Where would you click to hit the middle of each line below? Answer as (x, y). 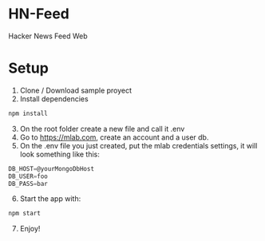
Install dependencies (54, 99)
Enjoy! (30, 229)
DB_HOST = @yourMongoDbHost (51, 168)
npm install (28, 113)
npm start (25, 213)
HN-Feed (39, 14)
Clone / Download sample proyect (76, 90)
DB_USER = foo (28, 176)
